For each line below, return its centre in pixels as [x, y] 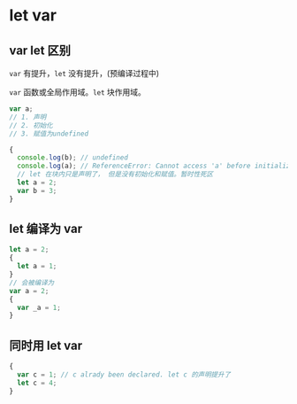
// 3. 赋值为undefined [49, 134]
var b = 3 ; [37, 190]
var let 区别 [40, 50]
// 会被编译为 [32, 283]
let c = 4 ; [37, 383]
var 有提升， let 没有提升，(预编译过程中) [84, 73]
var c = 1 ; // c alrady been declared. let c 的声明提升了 [124, 375]
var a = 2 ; [29, 291]
